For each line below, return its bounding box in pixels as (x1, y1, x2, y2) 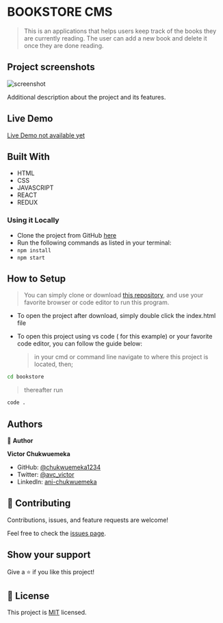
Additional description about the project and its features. (7, 93, 166, 101)
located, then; (34, 360, 74, 368)
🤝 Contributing (7, 497, 71, 509)
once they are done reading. (23, 41, 104, 49)
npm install (16, 247, 51, 254)
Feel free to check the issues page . (7, 529, 106, 537)
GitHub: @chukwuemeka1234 (16, 463, 101, 471)
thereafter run (23, 386, 64, 394)
